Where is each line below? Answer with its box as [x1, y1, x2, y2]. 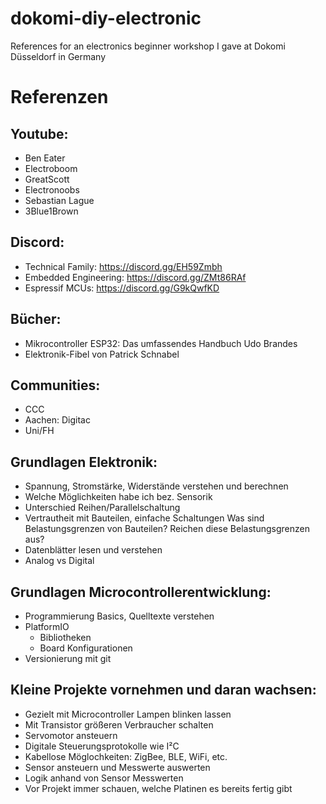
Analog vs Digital [24, 555, 95, 567]
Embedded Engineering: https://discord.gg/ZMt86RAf [24, 271, 247, 283]
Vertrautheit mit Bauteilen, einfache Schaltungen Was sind [24, 512, 265, 524]
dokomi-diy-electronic [10, 7, 202, 30]
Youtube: [10, 125, 69, 142]
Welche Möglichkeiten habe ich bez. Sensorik [24, 491, 213, 503]
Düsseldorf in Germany [10, 50, 107, 62]
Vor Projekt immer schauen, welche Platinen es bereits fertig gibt [24, 782, 293, 794]
